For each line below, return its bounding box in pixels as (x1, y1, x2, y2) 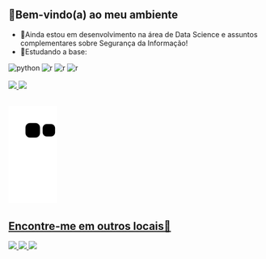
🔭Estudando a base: (19, 46, 87, 57)
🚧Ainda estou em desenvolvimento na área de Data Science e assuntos (19, 29, 258, 39)
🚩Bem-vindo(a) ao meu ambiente (8, 8, 179, 22)
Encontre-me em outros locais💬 (8, 219, 171, 233)
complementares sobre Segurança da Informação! (19, 38, 188, 48)
